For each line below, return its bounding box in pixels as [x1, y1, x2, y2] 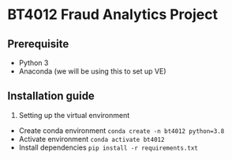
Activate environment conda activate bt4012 [18, 134, 165, 143]
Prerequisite [7, 37, 69, 51]
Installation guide [7, 90, 95, 103]
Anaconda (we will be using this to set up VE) [18, 67, 167, 76]
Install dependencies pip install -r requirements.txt [18, 143, 198, 152]
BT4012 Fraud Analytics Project [7, 6, 219, 24]
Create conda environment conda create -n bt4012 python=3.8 [18, 125, 225, 135]
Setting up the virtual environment [18, 110, 130, 120]
